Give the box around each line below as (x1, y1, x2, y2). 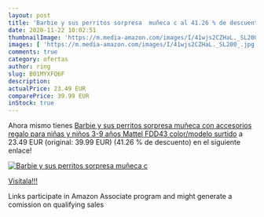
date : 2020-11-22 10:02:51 (8, 26, 97, 34)
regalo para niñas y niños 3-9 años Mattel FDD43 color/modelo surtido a (8, 129, 244, 138)
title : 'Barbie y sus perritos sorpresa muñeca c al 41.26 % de (8, 19, 226, 27)
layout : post (8, 11, 51, 20)
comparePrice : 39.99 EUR (8, 92, 90, 100)
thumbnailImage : (8, 33, 61, 42)
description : (8, 77, 51, 85)
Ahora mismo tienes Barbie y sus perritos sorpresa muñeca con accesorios (8, 121, 252, 131)
